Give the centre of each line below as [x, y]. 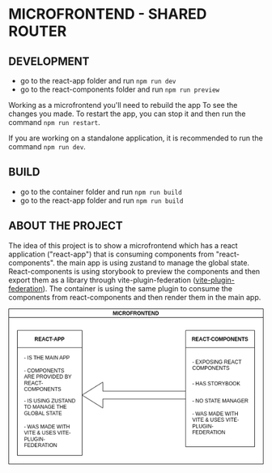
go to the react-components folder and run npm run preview [120, 89]
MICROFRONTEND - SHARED [108, 14]
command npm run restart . [54, 122]
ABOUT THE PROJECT [66, 226]
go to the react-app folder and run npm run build [102, 200]
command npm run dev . [47, 146]
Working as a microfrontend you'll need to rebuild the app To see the [123, 105]
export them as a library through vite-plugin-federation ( [102, 280]
